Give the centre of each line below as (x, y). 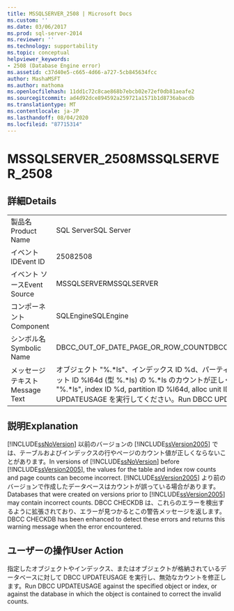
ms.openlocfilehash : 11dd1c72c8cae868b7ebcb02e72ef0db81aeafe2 (101, 92)
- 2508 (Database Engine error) (54, 66)
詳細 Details (32, 201)
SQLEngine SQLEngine (92, 315)
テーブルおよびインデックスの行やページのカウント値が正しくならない (120, 453)
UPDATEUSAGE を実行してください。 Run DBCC (134, 399)
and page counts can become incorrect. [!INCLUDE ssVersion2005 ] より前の (117, 478)
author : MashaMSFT (34, 79)
